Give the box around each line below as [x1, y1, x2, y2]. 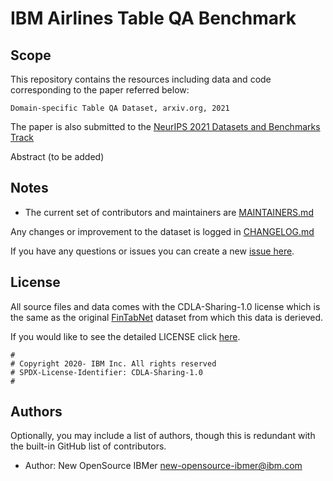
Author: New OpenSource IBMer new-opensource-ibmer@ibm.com [24, 460, 303, 472]
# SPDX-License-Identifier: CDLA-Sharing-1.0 [10, 367, 203, 377]
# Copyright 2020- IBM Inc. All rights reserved [10, 358, 217, 369]
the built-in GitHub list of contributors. [10, 440, 167, 452]
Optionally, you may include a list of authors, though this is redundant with [10, 430, 316, 442]
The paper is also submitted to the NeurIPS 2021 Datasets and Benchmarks [10, 121, 321, 132]
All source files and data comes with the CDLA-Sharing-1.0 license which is [10, 300, 321, 312]
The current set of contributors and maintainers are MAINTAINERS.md [24, 206, 314, 218]
